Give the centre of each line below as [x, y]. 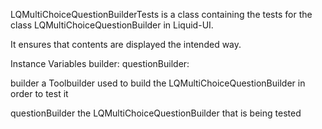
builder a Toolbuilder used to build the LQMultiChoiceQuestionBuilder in [158, 83]
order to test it [39, 93]
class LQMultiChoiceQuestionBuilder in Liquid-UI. [112, 25]
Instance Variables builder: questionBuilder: [100, 63]
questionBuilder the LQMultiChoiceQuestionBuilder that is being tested [156, 113]
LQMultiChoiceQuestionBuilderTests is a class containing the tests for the [161, 14]
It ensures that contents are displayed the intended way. [126, 44]
